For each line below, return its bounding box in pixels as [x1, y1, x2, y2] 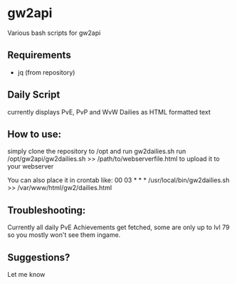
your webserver [7, 162, 54, 171]
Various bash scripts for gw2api [7, 28, 101, 37]
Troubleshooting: [7, 204, 86, 216]
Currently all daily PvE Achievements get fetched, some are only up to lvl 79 [7, 223, 230, 232]
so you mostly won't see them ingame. [7, 231, 121, 239]
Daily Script [7, 89, 60, 101]
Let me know [7, 270, 46, 278]
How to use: [7, 128, 62, 140]
